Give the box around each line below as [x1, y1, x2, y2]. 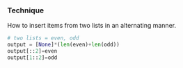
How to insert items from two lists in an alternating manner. [7, 22, 176, 30]
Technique [7, 6, 45, 15]
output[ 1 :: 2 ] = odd [7, 54, 58, 61]
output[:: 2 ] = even [7, 48, 58, 55]
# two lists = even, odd [7, 35, 79, 42]
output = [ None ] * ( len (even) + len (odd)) [7, 41, 120, 49]
